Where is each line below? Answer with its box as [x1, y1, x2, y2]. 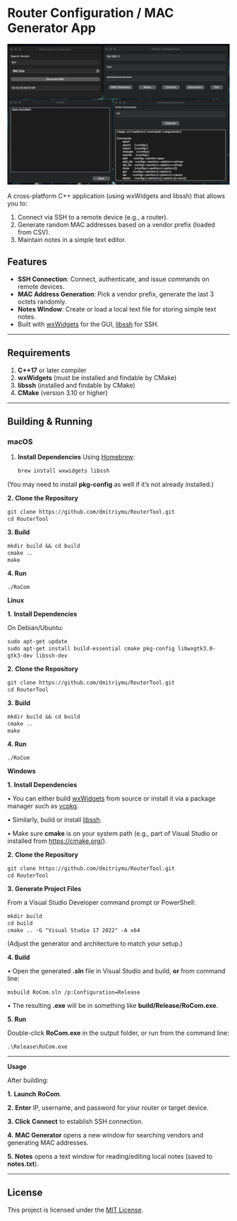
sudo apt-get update [7, 638, 68, 646]
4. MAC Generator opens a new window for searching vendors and [7, 1131, 204, 1140]
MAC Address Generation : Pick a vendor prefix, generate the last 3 [17, 290, 214, 298]
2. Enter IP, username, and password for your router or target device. [7, 1104, 209, 1112]
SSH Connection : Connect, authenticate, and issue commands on [17, 275, 209, 283]
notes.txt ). [7, 1159, 39, 1169]
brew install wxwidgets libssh [17, 467, 110, 475]
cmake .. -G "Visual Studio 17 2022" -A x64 [7, 927, 140, 934]
